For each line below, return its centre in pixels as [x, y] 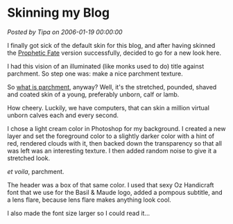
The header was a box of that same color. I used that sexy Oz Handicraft [111, 184]
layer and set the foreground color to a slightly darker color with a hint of [111, 136]
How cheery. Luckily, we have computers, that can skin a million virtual [109, 107]
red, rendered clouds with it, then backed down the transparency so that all [114, 143]
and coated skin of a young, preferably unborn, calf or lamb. [93, 94]
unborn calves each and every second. [63, 115]
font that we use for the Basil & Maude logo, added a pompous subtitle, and [115, 192]
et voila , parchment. [36, 171]
